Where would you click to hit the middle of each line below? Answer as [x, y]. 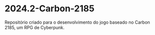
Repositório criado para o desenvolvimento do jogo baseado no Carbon [77, 22]
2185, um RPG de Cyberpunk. [35, 27]
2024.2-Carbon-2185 [50, 9]
